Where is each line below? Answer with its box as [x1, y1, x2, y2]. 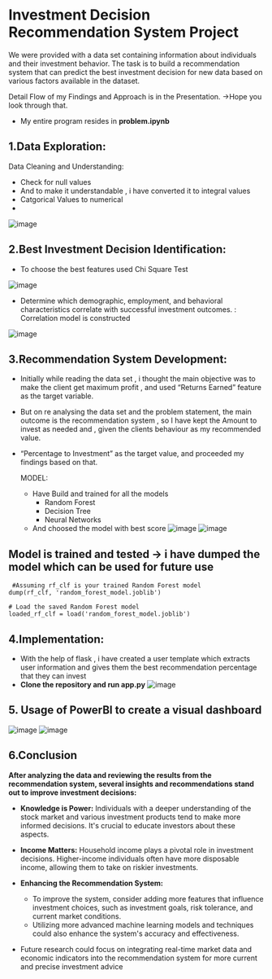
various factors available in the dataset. [8, 76, 140, 86]
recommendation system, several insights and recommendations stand [8, 779, 254, 788]
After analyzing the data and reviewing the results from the [8, 770, 212, 779]
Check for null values [19, 177, 92, 187]
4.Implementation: [8, 632, 105, 646]
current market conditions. [32, 911, 122, 921]
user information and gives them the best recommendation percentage [19, 662, 257, 672]
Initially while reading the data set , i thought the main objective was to [19, 374, 256, 384]
